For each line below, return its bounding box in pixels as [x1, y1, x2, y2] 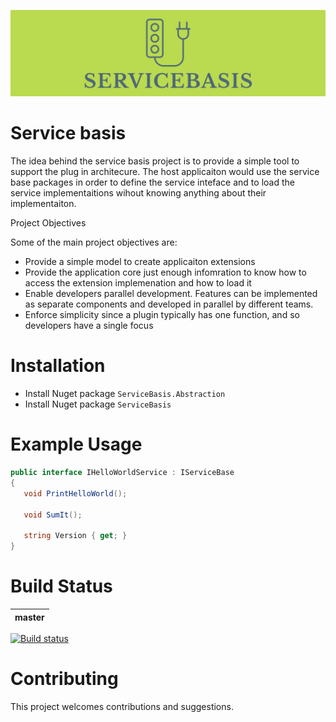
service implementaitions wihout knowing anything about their [10, 187, 267, 199]
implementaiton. [10, 198, 77, 210]
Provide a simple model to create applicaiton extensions [24, 256, 256, 268]
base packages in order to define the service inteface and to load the [10, 176, 295, 189]
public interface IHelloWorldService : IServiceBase [10, 468, 235, 478]
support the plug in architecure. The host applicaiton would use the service [10, 166, 320, 178]
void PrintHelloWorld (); [23, 488, 128, 499]
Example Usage [10, 433, 143, 456]
